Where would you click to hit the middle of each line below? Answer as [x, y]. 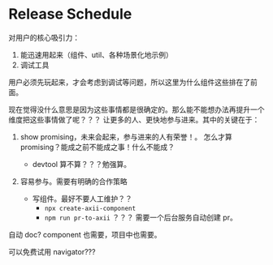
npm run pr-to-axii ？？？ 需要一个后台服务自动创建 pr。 [141, 217]
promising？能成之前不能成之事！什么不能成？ [97, 147]
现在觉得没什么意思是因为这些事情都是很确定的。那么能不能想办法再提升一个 [136, 109]
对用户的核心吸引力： [44, 37]
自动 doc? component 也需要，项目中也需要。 [85, 234]
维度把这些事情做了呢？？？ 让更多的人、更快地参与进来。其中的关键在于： [134, 119]
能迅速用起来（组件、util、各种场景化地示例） [96, 54]
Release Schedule [70, 14]
